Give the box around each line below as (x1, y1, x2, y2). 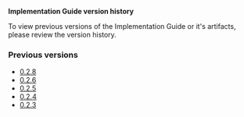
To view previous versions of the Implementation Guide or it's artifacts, (8, 22, 236, 30)
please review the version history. (8, 30, 117, 39)
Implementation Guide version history (8, 7, 135, 16)
